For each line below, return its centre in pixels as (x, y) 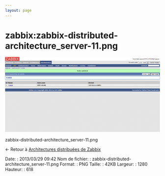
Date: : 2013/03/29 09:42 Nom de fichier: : (48, 159)
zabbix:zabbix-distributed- (62, 35)
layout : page (18, 10)
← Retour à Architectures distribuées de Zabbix (53, 149)
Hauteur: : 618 (19, 169)
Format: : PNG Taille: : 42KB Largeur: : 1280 (104, 164)
